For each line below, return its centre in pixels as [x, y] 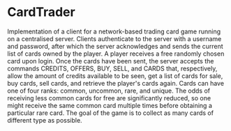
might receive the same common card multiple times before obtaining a [110, 105]
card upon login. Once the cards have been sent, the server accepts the [111, 61]
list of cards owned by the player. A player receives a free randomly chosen [116, 54]
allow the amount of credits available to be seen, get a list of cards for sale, [115, 76]
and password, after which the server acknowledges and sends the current [115, 46]
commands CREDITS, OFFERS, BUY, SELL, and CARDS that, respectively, [112, 68]
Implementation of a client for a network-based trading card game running [114, 31]
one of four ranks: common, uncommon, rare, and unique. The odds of [109, 91]
